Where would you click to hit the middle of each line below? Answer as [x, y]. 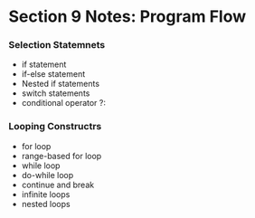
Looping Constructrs [55, 127]
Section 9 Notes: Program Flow [127, 17]
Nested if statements [61, 84]
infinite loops [46, 194]
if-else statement [53, 74]
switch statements [56, 93]
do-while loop [47, 175]
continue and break [58, 185]
